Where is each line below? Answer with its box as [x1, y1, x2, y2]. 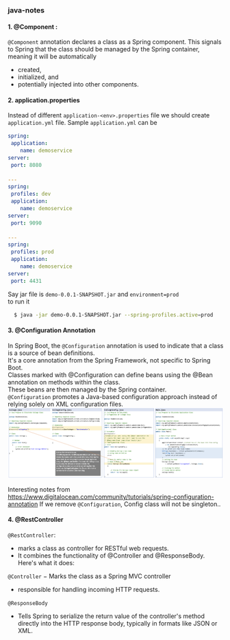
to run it [8, 297, 30, 306]
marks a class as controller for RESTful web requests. [17, 545, 170, 553]
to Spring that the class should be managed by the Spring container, [8, 45, 201, 54]
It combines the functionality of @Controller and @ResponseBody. [17, 551, 205, 560]
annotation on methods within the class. [8, 378, 120, 386]
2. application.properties [8, 95, 81, 104]
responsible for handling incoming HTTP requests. [17, 586, 160, 594]
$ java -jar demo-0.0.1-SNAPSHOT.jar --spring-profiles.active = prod [14, 311, 214, 318]
